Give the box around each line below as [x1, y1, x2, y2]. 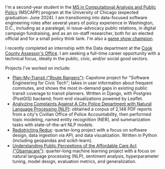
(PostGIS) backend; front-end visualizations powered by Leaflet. [12, 96, 143, 101]
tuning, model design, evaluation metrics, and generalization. [12, 159, 137, 164]
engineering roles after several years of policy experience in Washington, [5, 20, 154, 26]
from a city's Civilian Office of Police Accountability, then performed [12, 111, 152, 117]
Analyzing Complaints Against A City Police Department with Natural [12, 101, 152, 106]
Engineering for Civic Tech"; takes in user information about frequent [12, 80, 153, 86]
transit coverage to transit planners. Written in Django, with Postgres [12, 91, 152, 96]
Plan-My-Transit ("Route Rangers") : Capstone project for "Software [12, 75, 150, 80]
